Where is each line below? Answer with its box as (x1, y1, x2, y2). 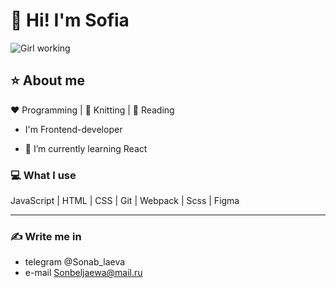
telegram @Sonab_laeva (24, 256, 126, 268)
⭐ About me (10, 72, 85, 89)
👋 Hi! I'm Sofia (10, 9, 130, 32)
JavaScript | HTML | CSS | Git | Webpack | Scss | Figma (10, 195, 240, 207)
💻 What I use (10, 168, 77, 182)
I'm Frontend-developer (24, 123, 123, 135)
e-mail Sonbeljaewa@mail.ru (24, 267, 143, 279)
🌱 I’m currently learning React (24, 142, 148, 154)
